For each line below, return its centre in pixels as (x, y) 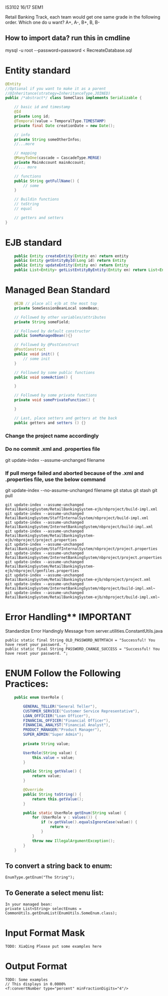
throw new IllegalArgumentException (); (73, 841)
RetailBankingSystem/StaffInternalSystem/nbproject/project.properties (81, 549)
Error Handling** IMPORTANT (68, 617)
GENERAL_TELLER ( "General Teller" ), (60, 706)
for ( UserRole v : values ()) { (64, 818)
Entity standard (38, 70)
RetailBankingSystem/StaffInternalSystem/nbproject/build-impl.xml (77, 518)
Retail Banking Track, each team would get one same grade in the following (83, 17)
